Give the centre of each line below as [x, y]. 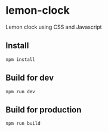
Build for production [44, 110]
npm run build [23, 124]
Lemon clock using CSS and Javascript [54, 27]
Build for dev [30, 78]
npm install [20, 59]
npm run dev [20, 91]
